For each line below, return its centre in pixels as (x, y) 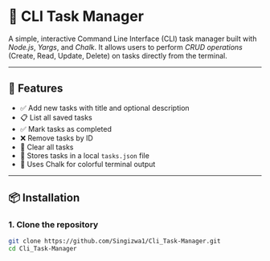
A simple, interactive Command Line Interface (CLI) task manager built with (133, 39)
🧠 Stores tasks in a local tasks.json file (85, 155)
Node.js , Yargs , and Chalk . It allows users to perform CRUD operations (125, 47)
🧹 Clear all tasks (47, 147)
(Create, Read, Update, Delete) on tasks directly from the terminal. (118, 55)
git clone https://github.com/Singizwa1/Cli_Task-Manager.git (115, 241)
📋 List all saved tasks (56, 117)
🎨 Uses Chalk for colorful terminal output (88, 164)
